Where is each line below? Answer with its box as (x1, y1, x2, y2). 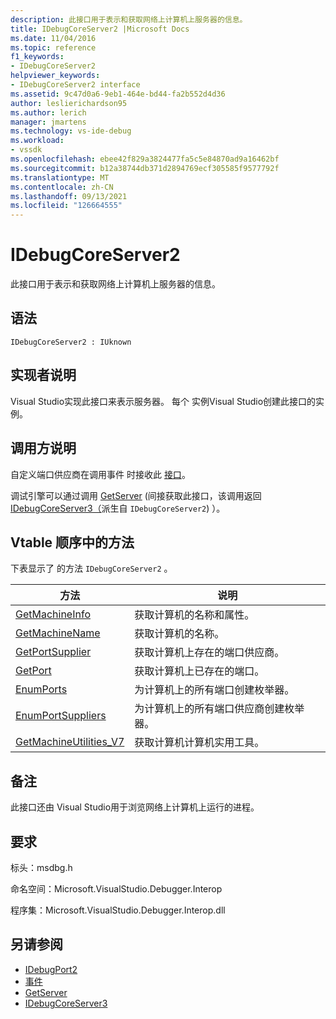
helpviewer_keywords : (10, 71, 101, 81)
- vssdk (10, 145, 43, 155)
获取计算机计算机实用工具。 (134, 736, 265, 750)
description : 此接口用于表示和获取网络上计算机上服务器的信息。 (10, 14, 248, 25)
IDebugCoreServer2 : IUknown (10, 337, 132, 347)
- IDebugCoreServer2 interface (10, 80, 141, 90)
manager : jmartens (10, 117, 87, 127)
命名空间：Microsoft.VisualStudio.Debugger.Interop (10, 882, 223, 895)
